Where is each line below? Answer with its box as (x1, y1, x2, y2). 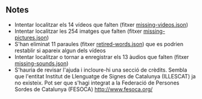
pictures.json (14, 33, 47, 41)
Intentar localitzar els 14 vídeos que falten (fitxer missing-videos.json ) (14, 21, 189, 28)
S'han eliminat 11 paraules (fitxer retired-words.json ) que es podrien (14, 40, 184, 47)
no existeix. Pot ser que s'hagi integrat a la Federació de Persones (14, 79, 180, 86)
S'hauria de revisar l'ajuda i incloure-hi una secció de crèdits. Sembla (14, 66, 187, 73)
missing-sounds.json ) (14, 60, 69, 67)
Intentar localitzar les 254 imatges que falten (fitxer (14, 27, 143, 35)
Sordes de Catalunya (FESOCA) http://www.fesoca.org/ (14, 85, 153, 93)
